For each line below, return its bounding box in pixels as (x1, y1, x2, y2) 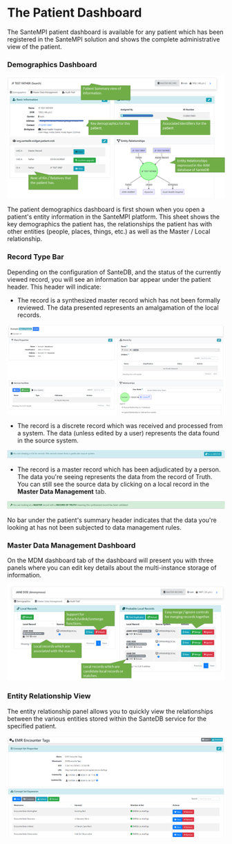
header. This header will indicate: (7, 282, 101, 291)
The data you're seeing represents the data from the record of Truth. (17, 472, 213, 481)
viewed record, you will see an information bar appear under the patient (7, 275, 211, 283)
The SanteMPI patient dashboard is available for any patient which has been (7, 28, 224, 36)
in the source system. (17, 436, 79, 445)
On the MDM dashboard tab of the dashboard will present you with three (7, 556, 214, 564)
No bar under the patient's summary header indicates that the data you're (7, 516, 217, 524)
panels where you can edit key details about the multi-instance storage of (7, 563, 217, 572)
